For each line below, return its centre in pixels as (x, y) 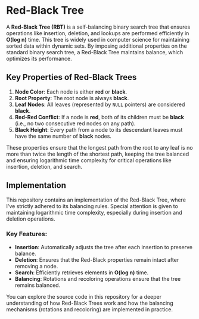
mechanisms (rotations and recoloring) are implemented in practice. (89, 309)
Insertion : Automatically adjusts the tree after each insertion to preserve (103, 247)
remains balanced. (38, 285)
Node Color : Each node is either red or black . (71, 92)
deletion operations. (31, 219)
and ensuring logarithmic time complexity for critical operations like (89, 160)
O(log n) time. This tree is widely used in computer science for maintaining (98, 39)
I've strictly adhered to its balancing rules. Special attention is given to (92, 206)
